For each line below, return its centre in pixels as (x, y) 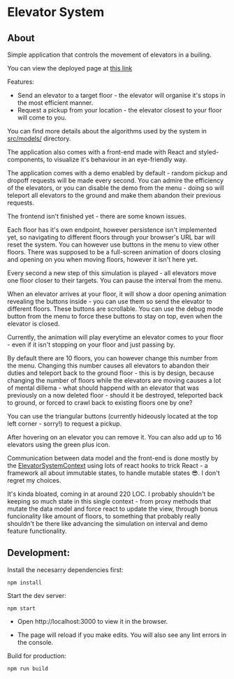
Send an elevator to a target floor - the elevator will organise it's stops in (121, 95)
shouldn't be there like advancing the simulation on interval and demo (108, 524)
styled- (209, 152)
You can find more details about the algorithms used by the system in (107, 131)
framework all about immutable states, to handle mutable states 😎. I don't (114, 473)
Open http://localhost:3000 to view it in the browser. (93, 621)
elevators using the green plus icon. (59, 445)
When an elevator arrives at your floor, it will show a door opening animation (117, 294)
